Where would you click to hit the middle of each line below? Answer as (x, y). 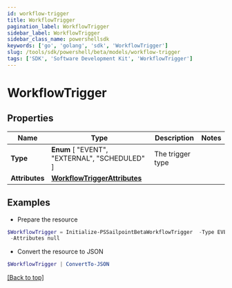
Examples (29, 202)
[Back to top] (26, 278)
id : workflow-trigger (38, 13)
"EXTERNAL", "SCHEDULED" (98, 158)
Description (175, 138)
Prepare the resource (47, 219)
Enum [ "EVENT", (80, 150)
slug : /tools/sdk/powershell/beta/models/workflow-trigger (94, 53)
